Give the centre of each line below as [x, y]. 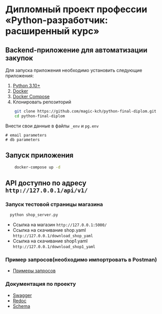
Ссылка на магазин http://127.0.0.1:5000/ [60, 225]
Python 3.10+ [27, 86]
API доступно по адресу [46, 183]
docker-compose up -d [37, 167]
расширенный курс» [52, 31]
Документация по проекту [41, 284]
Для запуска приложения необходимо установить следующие [74, 70]
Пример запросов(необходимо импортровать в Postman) [81, 259]
